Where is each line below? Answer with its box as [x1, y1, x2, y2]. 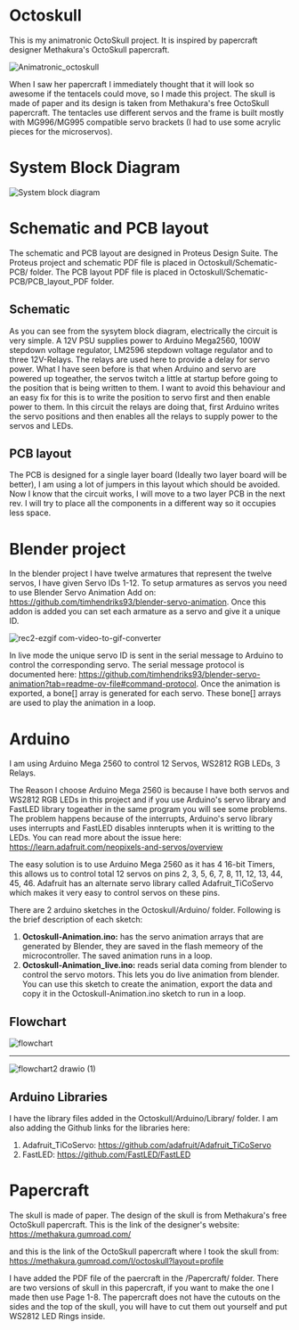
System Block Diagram [9, 158, 181, 178]
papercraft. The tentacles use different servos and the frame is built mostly [9, 107, 285, 118]
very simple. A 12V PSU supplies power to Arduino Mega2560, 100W [9, 335, 261, 346]
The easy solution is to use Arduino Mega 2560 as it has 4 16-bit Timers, [9, 859, 276, 870]
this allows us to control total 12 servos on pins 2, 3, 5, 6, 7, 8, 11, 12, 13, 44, [9, 868, 283, 879]
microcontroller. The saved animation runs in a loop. [21, 950, 214, 961]
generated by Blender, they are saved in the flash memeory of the [21, 941, 263, 952]
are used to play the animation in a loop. [9, 697, 156, 709]
